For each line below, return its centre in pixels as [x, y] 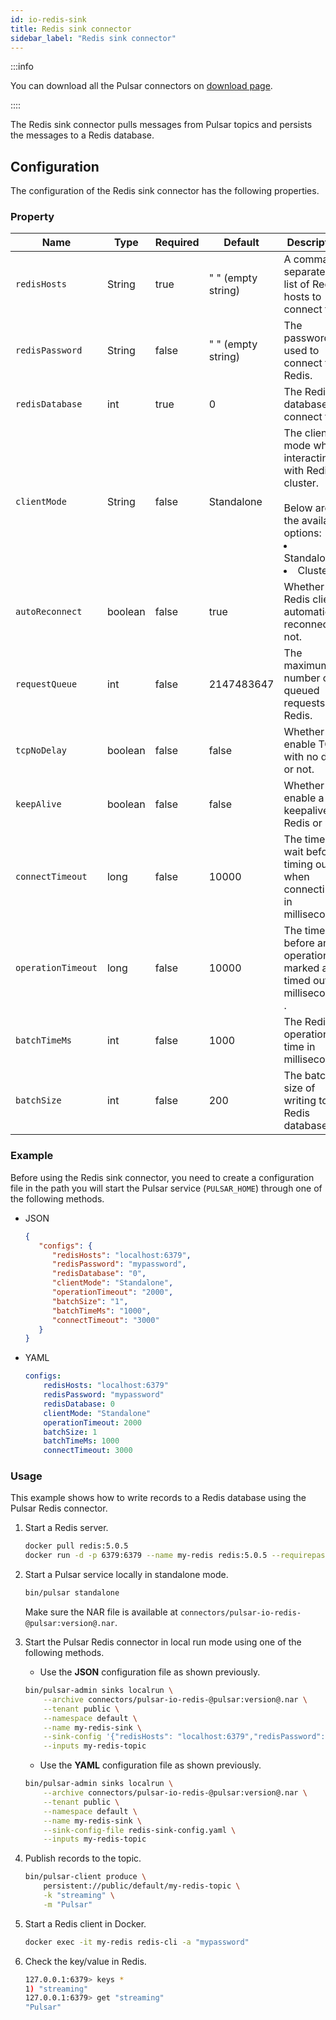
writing [300, 1101]
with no [301, 757]
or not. [299, 769]
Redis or [303, 823]
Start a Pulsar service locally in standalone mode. [126, 1575]
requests [304, 703]
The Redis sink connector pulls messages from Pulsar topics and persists [161, 125]
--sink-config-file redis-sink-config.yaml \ [140, 1830]
